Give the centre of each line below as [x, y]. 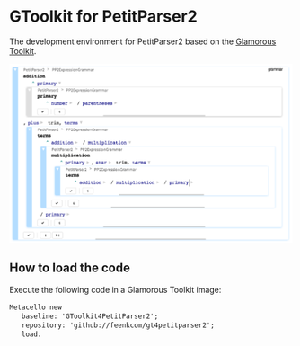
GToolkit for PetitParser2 [103, 17]
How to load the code [70, 268]
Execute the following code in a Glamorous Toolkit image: [115, 289]
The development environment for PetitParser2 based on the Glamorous [143, 41]
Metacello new [36, 307]
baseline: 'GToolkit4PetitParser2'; [90, 316]
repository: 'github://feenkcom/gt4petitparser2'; [118, 325]
